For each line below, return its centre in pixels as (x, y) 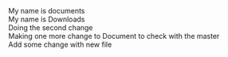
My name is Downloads (47, 19)
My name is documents (47, 11)
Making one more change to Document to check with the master (114, 36)
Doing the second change (51, 28)
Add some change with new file (60, 44)
